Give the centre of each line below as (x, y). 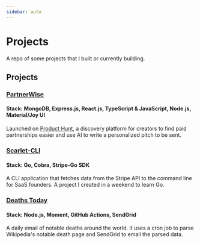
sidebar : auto (24, 12)
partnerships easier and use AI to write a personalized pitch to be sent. (94, 135)
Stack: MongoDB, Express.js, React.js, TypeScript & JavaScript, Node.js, (99, 108)
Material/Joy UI (26, 115)
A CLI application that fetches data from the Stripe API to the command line (99, 178)
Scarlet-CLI (23, 150)
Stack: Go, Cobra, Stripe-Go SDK (48, 165)
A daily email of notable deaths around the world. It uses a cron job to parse (100, 228)
